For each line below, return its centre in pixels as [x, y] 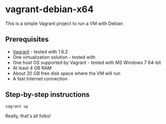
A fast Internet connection [40, 79]
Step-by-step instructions [48, 95]
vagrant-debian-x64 [50, 9]
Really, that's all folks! [28, 116]
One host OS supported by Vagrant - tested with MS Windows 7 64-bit [87, 63]
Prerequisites [27, 39]
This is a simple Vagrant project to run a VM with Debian [64, 23]
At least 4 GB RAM [32, 68]
